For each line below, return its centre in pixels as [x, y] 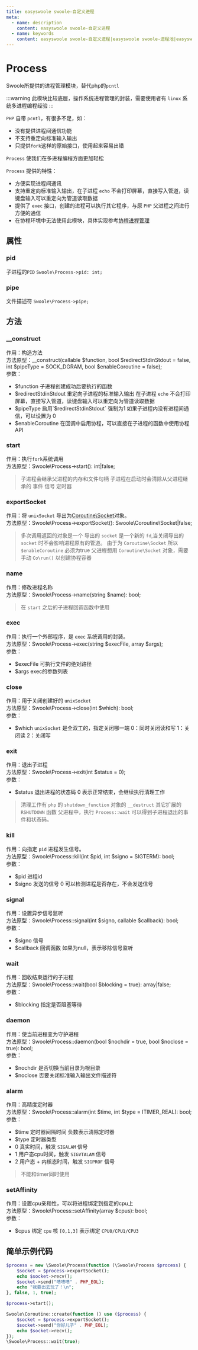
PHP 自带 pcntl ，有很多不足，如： [47, 118]
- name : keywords [33, 34]
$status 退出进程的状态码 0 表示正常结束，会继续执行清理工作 [90, 792]
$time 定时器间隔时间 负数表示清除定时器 [65, 1131]
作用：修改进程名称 [30, 587]
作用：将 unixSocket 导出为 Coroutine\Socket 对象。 [68, 515]
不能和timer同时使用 [45, 1174]
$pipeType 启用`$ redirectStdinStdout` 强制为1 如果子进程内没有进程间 [99, 408]
